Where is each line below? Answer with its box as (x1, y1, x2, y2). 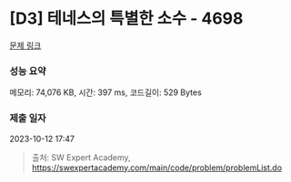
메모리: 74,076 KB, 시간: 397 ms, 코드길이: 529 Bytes (9, 87, 202, 98)
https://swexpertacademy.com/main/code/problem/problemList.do (31, 162, 283, 173)
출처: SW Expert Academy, (31, 151, 131, 163)
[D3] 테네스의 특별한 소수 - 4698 (9, 8, 244, 29)
